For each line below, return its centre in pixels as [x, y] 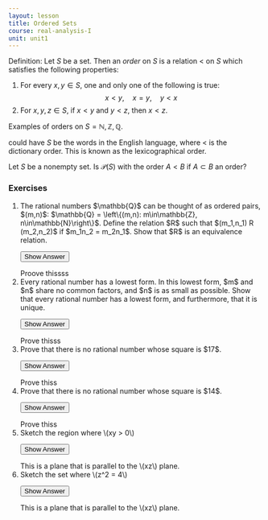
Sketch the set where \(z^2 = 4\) [74, 474]
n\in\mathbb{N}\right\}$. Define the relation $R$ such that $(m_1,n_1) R [137, 223]
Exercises [28, 188]
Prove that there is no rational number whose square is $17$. [121, 349]
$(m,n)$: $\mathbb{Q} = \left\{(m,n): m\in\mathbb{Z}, [109, 214]
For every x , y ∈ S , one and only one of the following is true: [120, 85]
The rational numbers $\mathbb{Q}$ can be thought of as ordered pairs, [140, 205]
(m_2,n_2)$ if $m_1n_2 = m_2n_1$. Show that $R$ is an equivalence [131, 231]
